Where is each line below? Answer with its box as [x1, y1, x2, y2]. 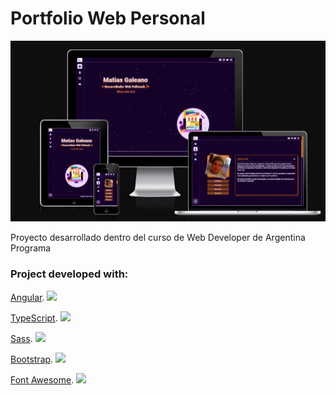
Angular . [10, 291, 45, 303]
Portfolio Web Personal [10, 7, 206, 30]
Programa [10, 242, 52, 254]
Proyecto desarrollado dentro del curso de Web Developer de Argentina [10, 232, 306, 244]
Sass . [10, 332, 33, 344]
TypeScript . [10, 312, 58, 324]
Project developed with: [10, 267, 129, 281]
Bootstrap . [10, 353, 54, 365]
